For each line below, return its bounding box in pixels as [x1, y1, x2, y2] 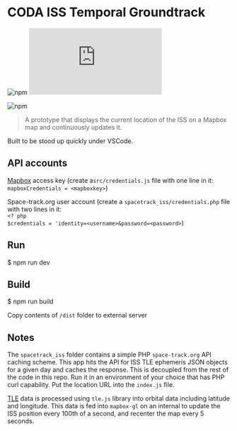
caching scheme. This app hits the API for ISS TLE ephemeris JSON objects [7, 358, 228, 366]
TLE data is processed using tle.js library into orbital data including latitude [7, 394, 230, 403]
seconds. [7, 417, 35, 425]
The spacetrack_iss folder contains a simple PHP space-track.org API [7, 350, 212, 359]
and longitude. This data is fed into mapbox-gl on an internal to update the [7, 402, 221, 410]
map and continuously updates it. [24, 123, 122, 131]
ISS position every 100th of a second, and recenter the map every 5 [7, 409, 204, 418]
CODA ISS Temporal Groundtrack [7, 4, 206, 21]
